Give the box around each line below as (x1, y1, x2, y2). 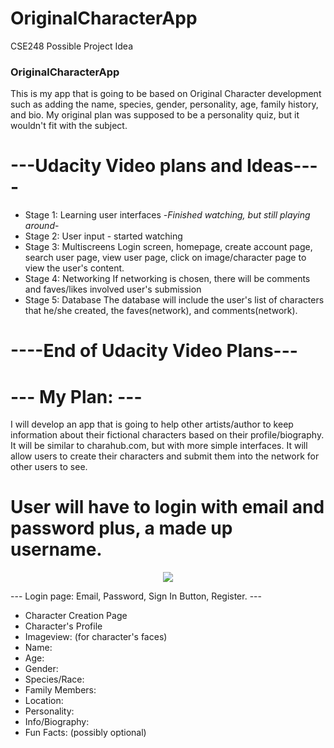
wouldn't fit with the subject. (10, 120, 128, 132)
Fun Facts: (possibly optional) (24, 727, 147, 739)
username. (10, 538, 103, 561)
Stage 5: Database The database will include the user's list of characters (24, 294, 325, 306)
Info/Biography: (24, 716, 90, 728)
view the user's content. (24, 262, 125, 274)
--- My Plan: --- (10, 385, 143, 408)
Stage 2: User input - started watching (24, 230, 183, 242)
